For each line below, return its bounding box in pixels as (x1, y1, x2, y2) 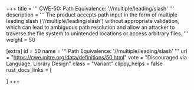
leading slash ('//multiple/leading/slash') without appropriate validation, (6, 18, 179, 24)
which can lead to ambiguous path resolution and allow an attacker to (6, 24, 175, 31)
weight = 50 (6, 36, 35, 43)
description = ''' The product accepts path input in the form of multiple (6, 11, 178, 18)
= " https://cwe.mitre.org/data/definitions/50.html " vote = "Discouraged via (6, 54, 188, 61)
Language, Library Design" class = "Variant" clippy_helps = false (6, 60, 163, 67)
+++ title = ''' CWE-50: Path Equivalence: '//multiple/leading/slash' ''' (6, 5, 175, 12)
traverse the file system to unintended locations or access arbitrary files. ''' (6, 30, 189, 37)
